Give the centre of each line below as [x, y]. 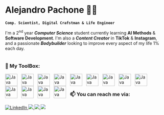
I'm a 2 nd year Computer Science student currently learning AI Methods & [80, 32]
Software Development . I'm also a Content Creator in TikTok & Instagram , [81, 38]
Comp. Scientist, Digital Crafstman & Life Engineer [60, 23]
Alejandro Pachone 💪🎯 [51, 10]
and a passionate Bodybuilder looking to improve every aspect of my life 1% [82, 43]
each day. [15, 48]
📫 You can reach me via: [100, 95]
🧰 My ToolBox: [23, 66]
